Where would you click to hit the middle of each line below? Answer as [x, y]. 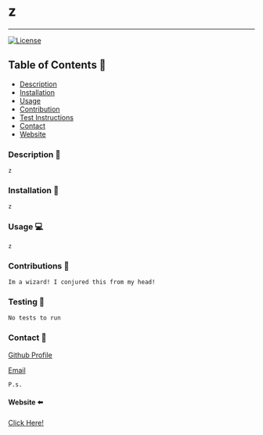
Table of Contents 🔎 [57, 65]
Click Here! [26, 422]
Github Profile [30, 355]
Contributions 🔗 [39, 265]
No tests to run [34, 318]
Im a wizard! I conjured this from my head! [82, 282]
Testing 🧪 [27, 302]
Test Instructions [47, 117]
